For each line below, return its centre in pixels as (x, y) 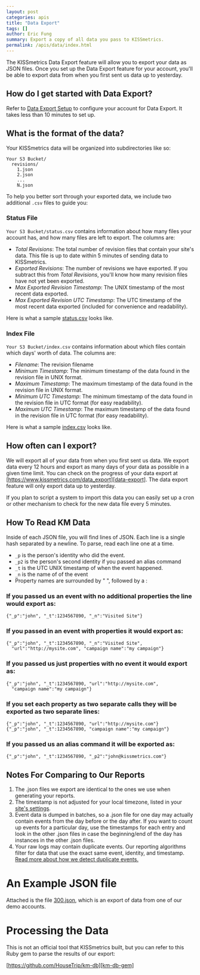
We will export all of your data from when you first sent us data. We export (98, 460)
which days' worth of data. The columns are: (61, 353)
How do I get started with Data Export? (79, 94)
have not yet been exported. (50, 281)
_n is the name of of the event (51, 574)
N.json (25, 185)
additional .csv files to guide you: (47, 203)
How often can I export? (52, 446)
